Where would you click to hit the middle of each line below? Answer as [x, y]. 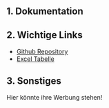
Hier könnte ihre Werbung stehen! [54, 98]
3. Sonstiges [34, 81]
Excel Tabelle [35, 59]
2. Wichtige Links [45, 35]
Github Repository [42, 52]
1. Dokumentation [45, 11]
